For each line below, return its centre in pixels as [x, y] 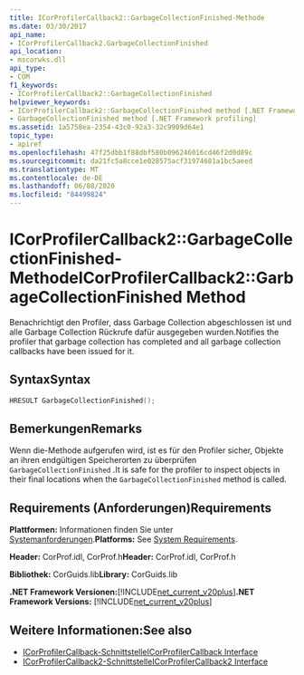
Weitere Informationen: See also [101, 630]
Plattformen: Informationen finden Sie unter [91, 530]
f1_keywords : [34, 85]
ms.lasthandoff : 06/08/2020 [62, 187]
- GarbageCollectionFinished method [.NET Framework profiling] [133, 119]
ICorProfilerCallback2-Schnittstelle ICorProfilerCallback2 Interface [145, 661]
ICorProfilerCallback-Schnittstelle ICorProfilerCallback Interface [140, 652]
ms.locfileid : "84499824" [58, 195]
